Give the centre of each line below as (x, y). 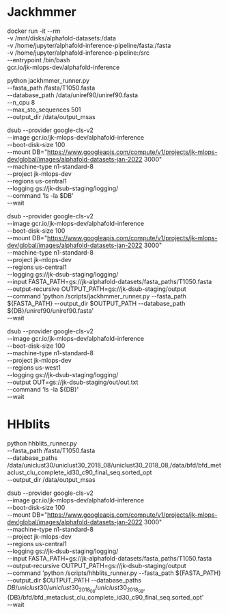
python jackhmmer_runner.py (48, 80)
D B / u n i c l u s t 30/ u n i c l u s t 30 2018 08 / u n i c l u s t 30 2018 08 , (76, 589)
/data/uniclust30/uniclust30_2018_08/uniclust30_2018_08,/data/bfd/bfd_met (114, 465)
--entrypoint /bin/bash (39, 60)
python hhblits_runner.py (42, 443)
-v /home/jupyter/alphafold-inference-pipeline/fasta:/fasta (89, 45)
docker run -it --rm (34, 31)
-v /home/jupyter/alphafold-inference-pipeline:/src (79, 53)
